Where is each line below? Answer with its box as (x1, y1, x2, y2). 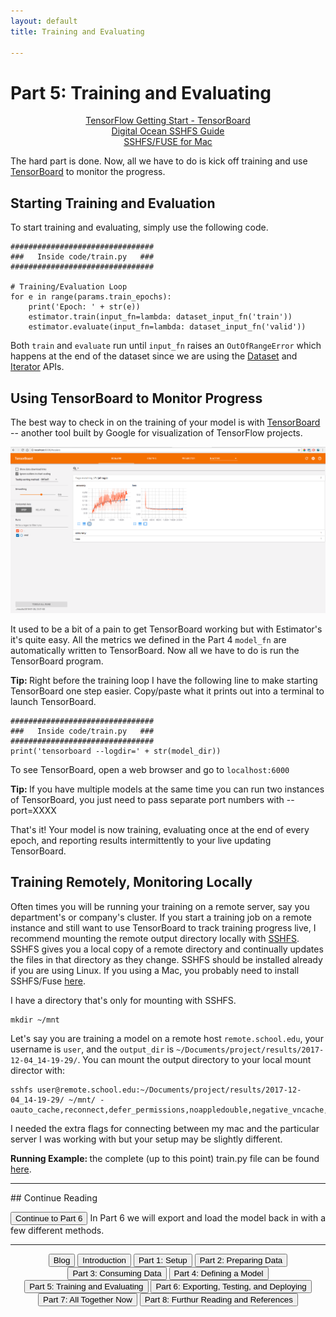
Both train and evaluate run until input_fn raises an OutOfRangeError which (10, 340, 322, 352)
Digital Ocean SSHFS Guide (111, 125, 225, 137)
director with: (10, 1064, 65, 1076)
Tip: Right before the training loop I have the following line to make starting (10, 674, 318, 686)
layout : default (10, 16, 78, 26)
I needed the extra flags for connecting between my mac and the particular (10, 1122, 320, 1134)
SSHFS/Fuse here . (10, 975, 86, 987)
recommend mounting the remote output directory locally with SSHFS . (10, 932, 300, 944)
